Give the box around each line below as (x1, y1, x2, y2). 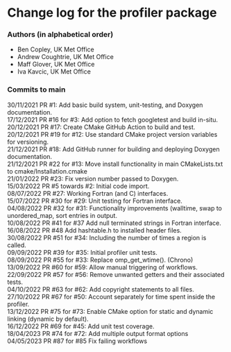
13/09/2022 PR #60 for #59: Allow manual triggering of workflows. (7, 262, 198, 271)
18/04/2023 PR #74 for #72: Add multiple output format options (7, 329, 189, 337)
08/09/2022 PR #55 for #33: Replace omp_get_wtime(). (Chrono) (7, 255, 194, 264)
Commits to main (7, 85, 66, 94)
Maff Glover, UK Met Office (17, 60, 95, 69)
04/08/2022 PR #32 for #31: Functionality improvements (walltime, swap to (7, 203, 222, 212)
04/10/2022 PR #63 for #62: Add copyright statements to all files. (7, 285, 194, 293)
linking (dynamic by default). (7, 315, 89, 323)
